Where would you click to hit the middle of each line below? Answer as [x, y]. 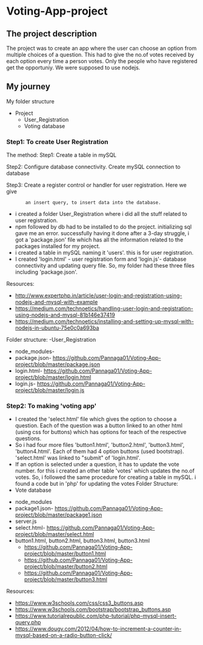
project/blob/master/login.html [53, 378]
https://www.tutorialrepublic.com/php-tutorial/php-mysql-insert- [96, 616]
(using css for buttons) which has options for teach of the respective [101, 432]
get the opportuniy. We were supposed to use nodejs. [73, 67]
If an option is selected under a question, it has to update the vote [97, 464]
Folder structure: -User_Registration [51, 340]
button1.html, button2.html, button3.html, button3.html [82, 541]
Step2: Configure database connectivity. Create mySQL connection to [93, 167]
